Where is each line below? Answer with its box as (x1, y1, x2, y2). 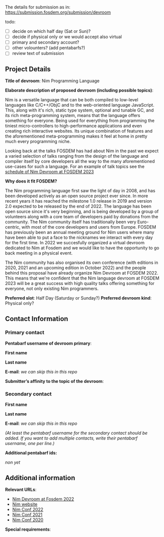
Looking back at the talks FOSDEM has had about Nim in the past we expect (5, 148, 159, 154)
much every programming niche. (5, 139, 71, 144)
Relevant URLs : (5, 487, 37, 492)
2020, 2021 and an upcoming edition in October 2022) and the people (5, 265, 146, 271)
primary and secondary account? (12, 39, 79, 46)
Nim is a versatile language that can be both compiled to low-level (5, 97, 139, 103)
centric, (5, 224, 21, 230)
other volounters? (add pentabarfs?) (12, 45, 86, 51)
